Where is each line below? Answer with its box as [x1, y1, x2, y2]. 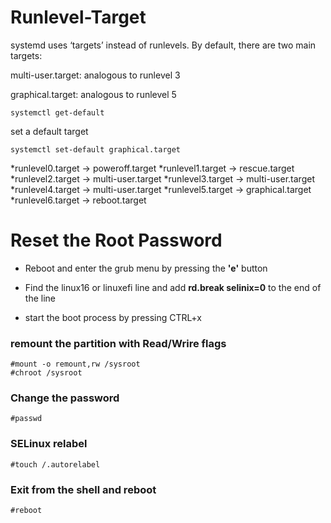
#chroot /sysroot [10, 368, 83, 378]
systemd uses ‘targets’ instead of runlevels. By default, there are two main [10, 39, 317, 51]
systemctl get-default [10, 107, 105, 118]
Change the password [10, 391, 120, 405]
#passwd [10, 414, 43, 424]
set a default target [10, 125, 89, 137]
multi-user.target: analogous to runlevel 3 [10, 69, 181, 81]
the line [24, 292, 56, 304]
